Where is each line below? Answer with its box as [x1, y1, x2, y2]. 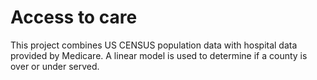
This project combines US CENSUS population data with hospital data [10, 39, 298, 51]
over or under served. [10, 60, 100, 72]
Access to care [10, 6, 138, 29]
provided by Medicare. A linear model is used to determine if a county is [10, 49, 308, 61]
